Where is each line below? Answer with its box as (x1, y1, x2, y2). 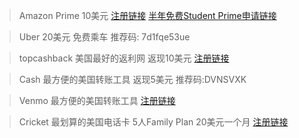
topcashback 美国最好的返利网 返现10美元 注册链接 (18, 52, 230, 64)
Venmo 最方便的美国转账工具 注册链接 (18, 95, 176, 106)
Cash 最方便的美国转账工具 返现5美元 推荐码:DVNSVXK (18, 74, 247, 85)
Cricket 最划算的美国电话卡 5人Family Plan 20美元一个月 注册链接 (18, 116, 289, 128)
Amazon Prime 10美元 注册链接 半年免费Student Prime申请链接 (18, 10, 277, 21)
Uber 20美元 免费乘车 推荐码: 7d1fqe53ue (18, 31, 191, 43)
